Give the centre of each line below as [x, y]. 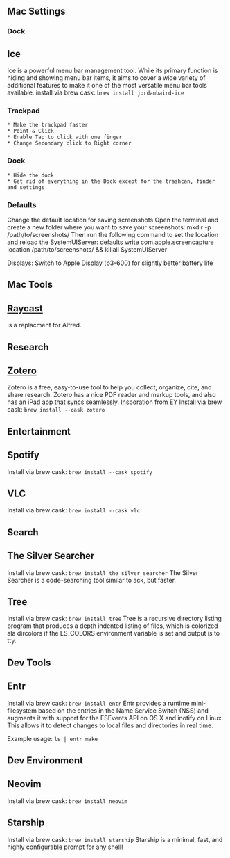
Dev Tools [29, 662]
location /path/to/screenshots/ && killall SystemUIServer [87, 250]
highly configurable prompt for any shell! [65, 847]
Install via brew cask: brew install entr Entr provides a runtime [98, 703]
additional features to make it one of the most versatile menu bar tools [107, 86]
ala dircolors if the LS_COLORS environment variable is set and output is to [114, 633]
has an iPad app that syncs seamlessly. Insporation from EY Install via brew [115, 402]
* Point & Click [30, 131]
